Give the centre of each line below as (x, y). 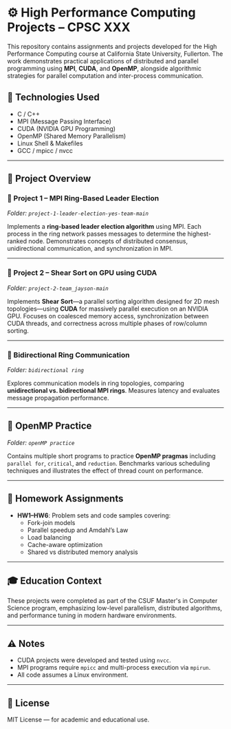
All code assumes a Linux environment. (73, 675)
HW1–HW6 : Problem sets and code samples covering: (94, 515)
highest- (199, 234)
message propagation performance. (58, 398)
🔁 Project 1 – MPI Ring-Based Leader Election (83, 198)
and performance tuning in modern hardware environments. (92, 615)
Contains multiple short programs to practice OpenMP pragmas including (111, 455)
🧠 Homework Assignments (65, 499)
